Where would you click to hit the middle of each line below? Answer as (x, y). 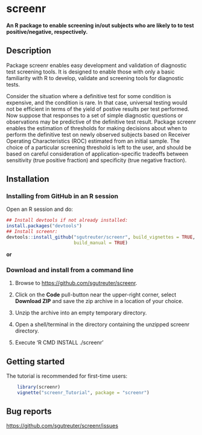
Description (29, 51)
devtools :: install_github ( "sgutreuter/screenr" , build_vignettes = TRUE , (101, 237)
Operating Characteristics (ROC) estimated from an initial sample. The (93, 141)
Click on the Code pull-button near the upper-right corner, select (96, 295)
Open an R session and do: (40, 209)
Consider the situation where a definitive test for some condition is (89, 96)
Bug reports (29, 412)
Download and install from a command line (70, 270)
